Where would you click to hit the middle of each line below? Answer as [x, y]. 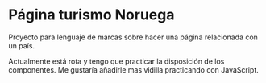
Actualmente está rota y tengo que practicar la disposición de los [116, 61]
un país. [21, 45]
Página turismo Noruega [91, 15]
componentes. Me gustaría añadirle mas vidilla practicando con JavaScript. [134, 69]
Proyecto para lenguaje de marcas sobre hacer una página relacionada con [133, 37]
